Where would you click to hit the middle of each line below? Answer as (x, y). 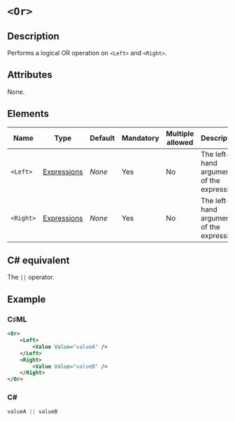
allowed (180, 142)
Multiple (180, 133)
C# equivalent (38, 261)
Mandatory (140, 138)
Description (33, 36)
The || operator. (31, 277)
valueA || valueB (33, 412)
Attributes (30, 75)
